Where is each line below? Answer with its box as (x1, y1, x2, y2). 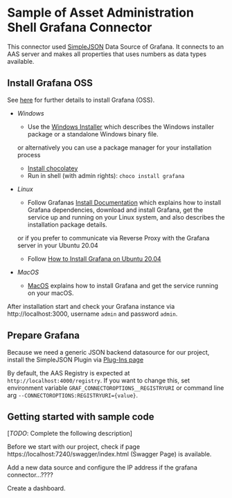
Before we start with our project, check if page (7, 443, 141, 451)
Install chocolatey (27, 164, 78, 172)
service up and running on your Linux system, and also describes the (27, 213, 225, 221)
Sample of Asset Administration (7, 5, 194, 21)
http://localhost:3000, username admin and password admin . (7, 310, 178, 318)
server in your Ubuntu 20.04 (17, 241, 98, 249)
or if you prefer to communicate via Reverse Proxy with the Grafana (17, 233, 210, 242)
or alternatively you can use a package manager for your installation (17, 143, 212, 152)
